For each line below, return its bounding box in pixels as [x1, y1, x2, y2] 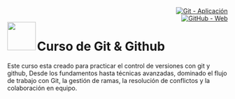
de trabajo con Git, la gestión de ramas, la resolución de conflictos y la [7, 76, 211, 84]
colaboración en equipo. [7, 84, 78, 92]
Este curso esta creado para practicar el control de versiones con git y [7, 61, 211, 70]
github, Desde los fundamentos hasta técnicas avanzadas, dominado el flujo [7, 69, 227, 77]
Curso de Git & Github [37, 38, 166, 54]
